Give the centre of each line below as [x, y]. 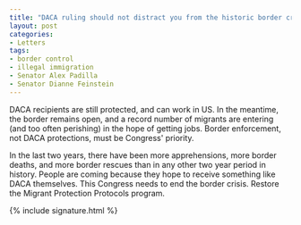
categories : [31, 34]
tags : [19, 51]
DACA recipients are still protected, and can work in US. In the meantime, [144, 109]
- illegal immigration [52, 68]
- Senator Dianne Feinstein [62, 84]
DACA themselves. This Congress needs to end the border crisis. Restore [144, 183]
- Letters [28, 42]
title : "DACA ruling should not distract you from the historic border [146, 17]
